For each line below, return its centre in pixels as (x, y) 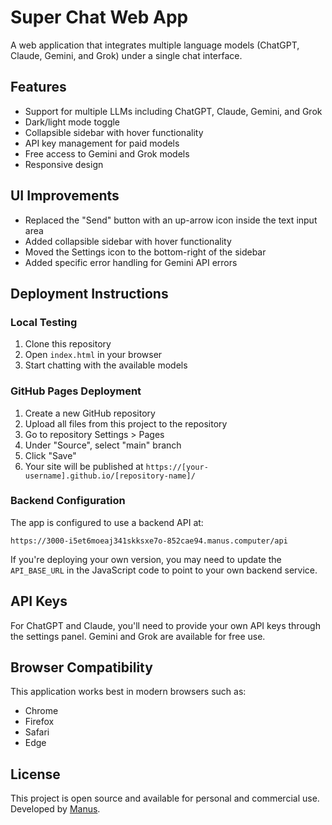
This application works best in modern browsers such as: (128, 692)
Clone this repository (68, 344)
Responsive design (64, 164)
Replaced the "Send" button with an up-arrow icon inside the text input (171, 220)
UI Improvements (65, 196)
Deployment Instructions (89, 293)
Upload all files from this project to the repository (126, 423)
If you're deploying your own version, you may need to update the (146, 559)
